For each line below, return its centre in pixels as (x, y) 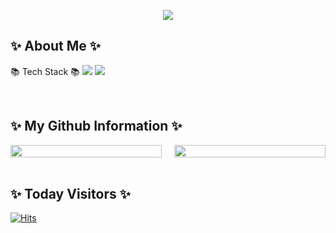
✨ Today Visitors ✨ (70, 194)
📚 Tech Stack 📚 (45, 71)
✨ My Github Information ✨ (96, 126)
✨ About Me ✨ (56, 46)
